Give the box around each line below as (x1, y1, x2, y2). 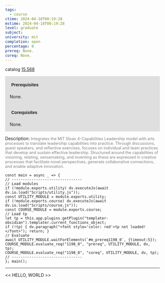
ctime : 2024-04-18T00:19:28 (5, 16, 63, 21)
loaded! (130, 224, 146, 229)
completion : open (5, 39, 41, 44)
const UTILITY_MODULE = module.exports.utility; (5, 194, 107, 199)
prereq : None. (5, 48, 34, 53)
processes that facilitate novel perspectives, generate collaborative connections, (5, 159, 155, 165)
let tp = (5, 216, 23, 221)
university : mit (5, 35, 38, 40)
